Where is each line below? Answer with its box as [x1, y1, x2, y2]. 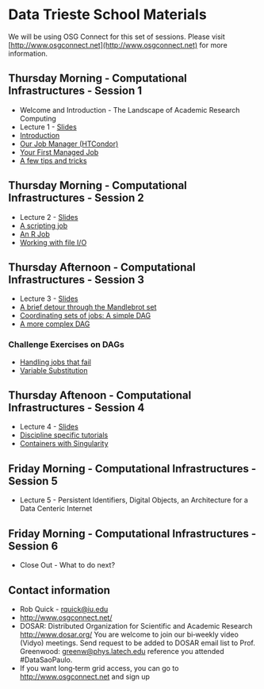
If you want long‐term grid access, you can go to [19, 663, 179, 672]
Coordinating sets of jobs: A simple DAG [19, 311, 151, 321]
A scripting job [19, 221, 68, 230]
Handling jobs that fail [19, 357, 92, 367]
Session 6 [8, 539, 59, 552]
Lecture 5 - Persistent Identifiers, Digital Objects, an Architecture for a [19, 495, 248, 505]
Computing [19, 114, 57, 123]
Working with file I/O [19, 237, 87, 247]
